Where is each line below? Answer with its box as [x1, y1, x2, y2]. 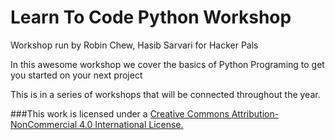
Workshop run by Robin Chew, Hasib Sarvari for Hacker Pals [10, 39, 259, 51]
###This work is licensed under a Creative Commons [10, 107, 230, 120]
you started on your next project [10, 69, 143, 81]
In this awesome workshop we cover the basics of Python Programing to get [10, 58, 325, 70]
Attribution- [231, 107, 280, 120]
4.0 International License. [79, 118, 184, 130]
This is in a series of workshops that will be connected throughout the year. [10, 88, 321, 100]
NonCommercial [10, 118, 78, 130]
